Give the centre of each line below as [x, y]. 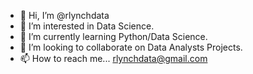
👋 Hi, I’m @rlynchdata [64, 15]
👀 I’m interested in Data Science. [87, 26]
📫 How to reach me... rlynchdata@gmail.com [113, 58]
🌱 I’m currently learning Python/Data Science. [113, 36]
